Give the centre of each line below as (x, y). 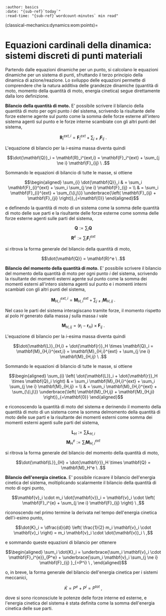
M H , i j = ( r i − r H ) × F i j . (83, 326)
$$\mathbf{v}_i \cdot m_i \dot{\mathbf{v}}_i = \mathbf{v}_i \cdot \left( (83, 497)
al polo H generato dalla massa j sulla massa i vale (56, 316)
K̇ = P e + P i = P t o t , (83, 588)
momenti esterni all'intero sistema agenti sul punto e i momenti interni (76, 284)
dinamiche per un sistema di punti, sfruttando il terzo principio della (74, 75)
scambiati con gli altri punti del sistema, (46, 289)
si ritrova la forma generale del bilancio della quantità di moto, (68, 248)
